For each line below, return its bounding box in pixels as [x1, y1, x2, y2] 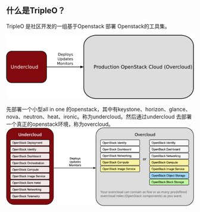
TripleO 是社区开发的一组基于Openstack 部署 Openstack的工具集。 [6, 23, 171, 30]
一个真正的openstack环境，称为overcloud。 [6, 120, 114, 127]
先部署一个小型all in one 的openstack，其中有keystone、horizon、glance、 [6, 105, 191, 113]
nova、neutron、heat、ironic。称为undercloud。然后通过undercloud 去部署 [6, 113, 192, 120]
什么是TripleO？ [6, 5, 65, 16]
